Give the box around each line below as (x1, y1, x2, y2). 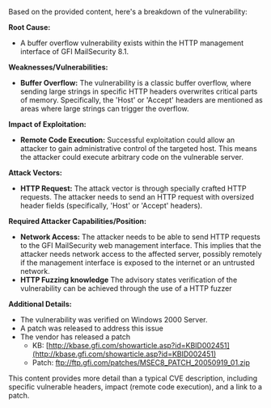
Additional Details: (8, 299, 72, 309)
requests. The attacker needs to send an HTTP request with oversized (19, 192, 255, 201)
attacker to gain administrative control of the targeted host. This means (19, 144, 257, 153)
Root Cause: (8, 23, 51, 32)
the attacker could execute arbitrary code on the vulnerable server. (19, 153, 244, 162)
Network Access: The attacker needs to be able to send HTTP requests (19, 232, 260, 242)
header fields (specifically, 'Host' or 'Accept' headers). (19, 201, 203, 210)
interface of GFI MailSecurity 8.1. (19, 47, 129, 56)
